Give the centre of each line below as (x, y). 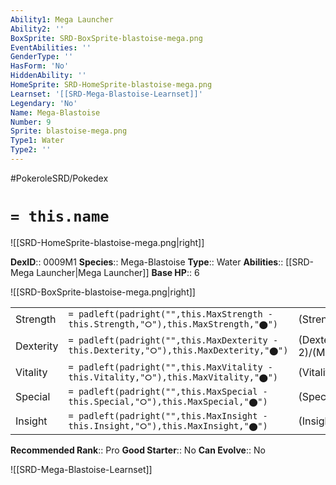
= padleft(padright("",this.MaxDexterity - (173, 340)
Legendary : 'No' (44, 103)
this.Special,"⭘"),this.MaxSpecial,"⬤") (168, 401)
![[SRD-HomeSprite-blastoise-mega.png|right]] (107, 242)
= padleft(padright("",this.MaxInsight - (168, 415)
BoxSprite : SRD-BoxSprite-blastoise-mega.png (106, 38)
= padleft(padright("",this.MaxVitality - (170, 367)
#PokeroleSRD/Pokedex (59, 178)
